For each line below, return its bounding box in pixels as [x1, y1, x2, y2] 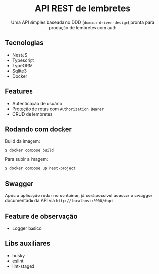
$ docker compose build [5, 148, 54, 153]
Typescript [12, 57, 34, 63]
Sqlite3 [12, 68, 27, 74]
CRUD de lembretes [12, 111, 53, 117]
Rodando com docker [5, 125, 72, 133]
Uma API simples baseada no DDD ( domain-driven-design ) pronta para [11, 19, 155, 25]
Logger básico [12, 225, 42, 231]
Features [5, 87, 33, 96]
